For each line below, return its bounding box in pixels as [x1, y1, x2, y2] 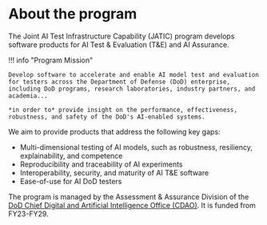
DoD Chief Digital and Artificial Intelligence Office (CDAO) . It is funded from [8, 200, 256, 210]
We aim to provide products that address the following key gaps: [8, 127, 221, 136]
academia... [8, 91, 48, 100]
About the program [8, 5, 137, 23]
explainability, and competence [19, 151, 123, 160]
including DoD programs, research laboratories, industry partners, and [8, 85, 256, 93]
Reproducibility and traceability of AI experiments [19, 159, 183, 169]
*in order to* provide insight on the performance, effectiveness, [8, 106, 238, 114]
